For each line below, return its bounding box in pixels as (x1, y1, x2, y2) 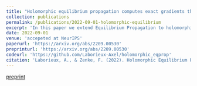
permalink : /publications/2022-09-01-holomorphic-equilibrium (6, 19, 161, 25)
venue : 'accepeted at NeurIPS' (6, 35, 83, 41)
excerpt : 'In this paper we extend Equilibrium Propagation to (6, 24, 164, 31)
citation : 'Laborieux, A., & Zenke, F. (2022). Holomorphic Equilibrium (6, 57, 188, 63)
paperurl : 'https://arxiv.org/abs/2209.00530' (6, 41, 122, 47)
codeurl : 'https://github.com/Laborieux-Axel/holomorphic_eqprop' (6, 52, 172, 58)
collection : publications (6, 14, 69, 20)
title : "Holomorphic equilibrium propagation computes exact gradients (6, 8, 185, 15)
